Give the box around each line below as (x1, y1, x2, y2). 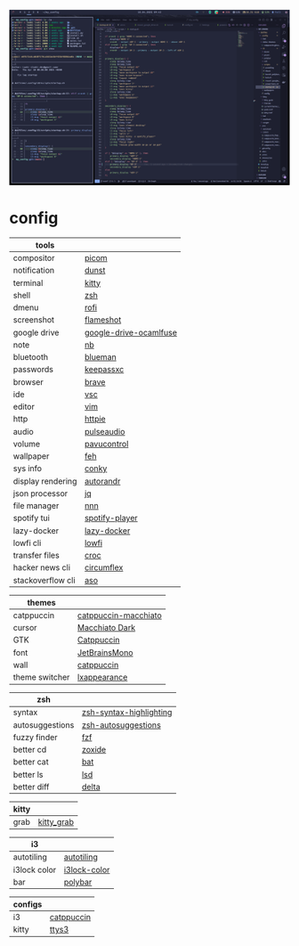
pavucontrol (84, 438, 129, 449)
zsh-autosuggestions (81, 719, 162, 730)
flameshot (84, 314, 122, 325)
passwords (12, 364, 53, 375)
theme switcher (12, 672, 70, 682)
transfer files (12, 550, 60, 561)
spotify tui (12, 513, 51, 524)
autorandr (84, 476, 121, 486)
